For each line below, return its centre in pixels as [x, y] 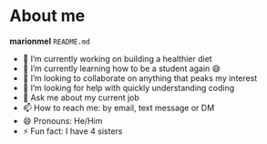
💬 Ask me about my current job [81, 98]
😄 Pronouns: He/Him [62, 120]
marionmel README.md [50, 41]
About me [47, 16]
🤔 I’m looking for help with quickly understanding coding [128, 87]
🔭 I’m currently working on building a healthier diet [117, 58]
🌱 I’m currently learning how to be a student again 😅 [122, 68]
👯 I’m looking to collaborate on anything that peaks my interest [140, 77]
